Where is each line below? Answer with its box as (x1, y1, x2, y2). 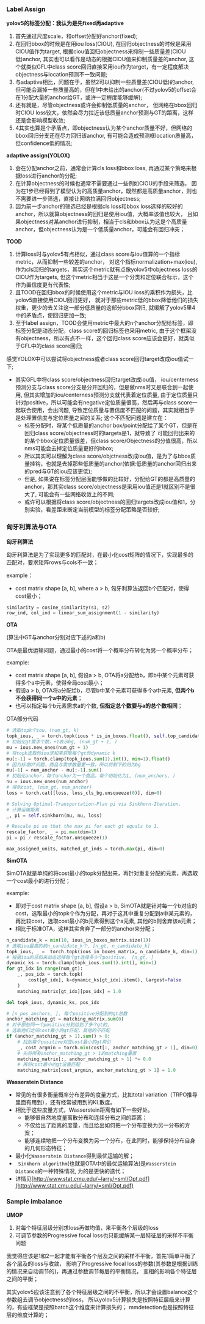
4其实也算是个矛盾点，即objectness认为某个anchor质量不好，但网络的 (15, 124, 193, 132)
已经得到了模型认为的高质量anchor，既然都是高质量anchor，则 (33, 187, 192, 195)
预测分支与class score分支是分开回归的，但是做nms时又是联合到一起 (15, 384, 189, 391)
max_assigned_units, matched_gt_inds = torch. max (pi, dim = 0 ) (6, 846, 165, 852)
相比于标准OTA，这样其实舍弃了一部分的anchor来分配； (15, 924, 156, 932)
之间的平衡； (6, 1275, 38, 1282)
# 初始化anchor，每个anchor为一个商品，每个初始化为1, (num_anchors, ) (6, 773, 176, 779)
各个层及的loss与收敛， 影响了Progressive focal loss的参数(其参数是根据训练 (6, 1260, 198, 1267)
